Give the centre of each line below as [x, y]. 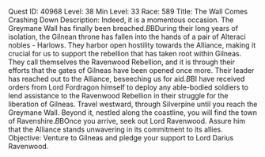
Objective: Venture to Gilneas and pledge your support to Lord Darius [121, 138]
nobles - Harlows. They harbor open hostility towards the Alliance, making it [132, 45]
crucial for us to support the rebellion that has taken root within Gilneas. [125, 54]
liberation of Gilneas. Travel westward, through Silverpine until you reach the [133, 104]
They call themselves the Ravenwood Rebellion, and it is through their [122, 62]
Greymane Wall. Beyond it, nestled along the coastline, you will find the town [133, 113]
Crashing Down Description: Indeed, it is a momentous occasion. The [121, 20]
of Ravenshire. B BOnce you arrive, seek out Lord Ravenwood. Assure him [127, 121]
